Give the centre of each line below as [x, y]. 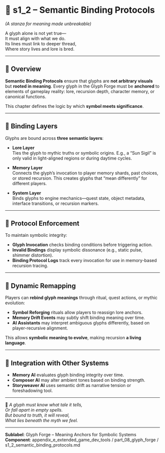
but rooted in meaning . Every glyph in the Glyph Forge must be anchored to [82, 86]
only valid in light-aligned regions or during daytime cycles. [72, 158]
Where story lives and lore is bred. [40, 49]
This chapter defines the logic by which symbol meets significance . [74, 106]
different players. [29, 183]
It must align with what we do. [35, 38]
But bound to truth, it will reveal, [37, 415]
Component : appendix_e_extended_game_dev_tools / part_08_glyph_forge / [82, 440]
